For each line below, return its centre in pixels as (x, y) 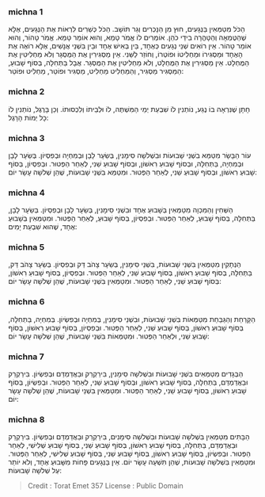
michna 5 (26, 247)
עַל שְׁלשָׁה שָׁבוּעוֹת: (35, 471)
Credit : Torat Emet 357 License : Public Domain (105, 486)
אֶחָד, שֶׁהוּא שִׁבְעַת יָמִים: (43, 227)
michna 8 (26, 420)
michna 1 (26, 12)
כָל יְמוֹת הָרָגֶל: (28, 117)
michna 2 (26, 92)
